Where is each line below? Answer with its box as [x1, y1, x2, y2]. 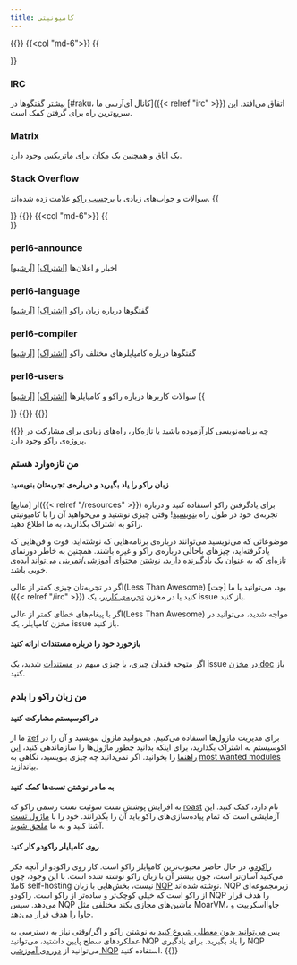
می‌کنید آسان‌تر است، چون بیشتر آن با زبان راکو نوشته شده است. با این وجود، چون [10, 870, 284, 881]
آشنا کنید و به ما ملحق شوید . [10, 821, 105, 831]
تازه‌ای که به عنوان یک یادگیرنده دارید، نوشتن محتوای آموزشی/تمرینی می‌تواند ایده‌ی [10, 555, 287, 565]
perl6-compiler [10, 328, 78, 340]
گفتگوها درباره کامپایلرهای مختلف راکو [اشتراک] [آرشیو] [10, 348, 196, 358]
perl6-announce [10, 242, 83, 254]
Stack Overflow [10, 172, 80, 185]
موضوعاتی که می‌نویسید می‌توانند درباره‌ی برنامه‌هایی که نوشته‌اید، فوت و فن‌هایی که [10, 535, 289, 547]
